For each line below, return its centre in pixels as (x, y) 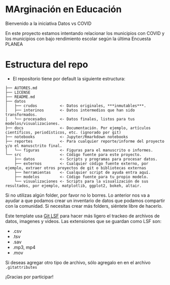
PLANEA (14, 44)
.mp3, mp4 (24, 247)
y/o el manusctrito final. (34, 146)
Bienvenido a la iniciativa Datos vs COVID (48, 23)
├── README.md (20, 97)
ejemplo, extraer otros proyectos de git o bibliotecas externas (76, 168)
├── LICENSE (18, 92)
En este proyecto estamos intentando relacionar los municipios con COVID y (85, 33)
